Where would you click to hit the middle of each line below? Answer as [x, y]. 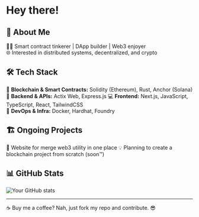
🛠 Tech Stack [32, 72]
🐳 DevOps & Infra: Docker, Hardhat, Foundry [61, 111]
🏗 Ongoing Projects [44, 130]
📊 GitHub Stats [35, 174]
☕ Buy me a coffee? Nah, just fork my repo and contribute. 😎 [81, 208]
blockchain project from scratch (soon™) [55, 154]
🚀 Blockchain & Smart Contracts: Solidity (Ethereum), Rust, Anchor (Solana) [99, 89]
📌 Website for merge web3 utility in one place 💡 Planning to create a [89, 147]
